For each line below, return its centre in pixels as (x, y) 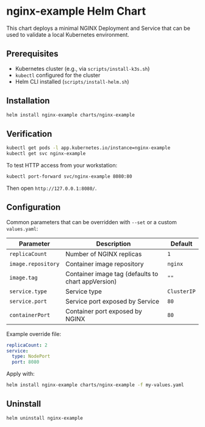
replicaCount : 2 (27, 345)
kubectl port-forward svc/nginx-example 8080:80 (69, 177)
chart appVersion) (91, 281)
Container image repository (105, 264)
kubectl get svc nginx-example (46, 154)
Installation (28, 101)
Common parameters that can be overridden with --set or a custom (92, 222)
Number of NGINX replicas (103, 254)
